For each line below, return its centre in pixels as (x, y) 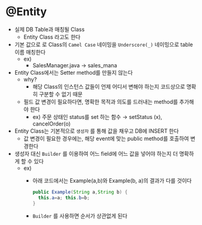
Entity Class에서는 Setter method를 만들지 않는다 (73, 72)
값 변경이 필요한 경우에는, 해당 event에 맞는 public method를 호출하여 (106, 138)
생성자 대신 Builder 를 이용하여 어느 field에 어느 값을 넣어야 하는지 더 (96, 153)
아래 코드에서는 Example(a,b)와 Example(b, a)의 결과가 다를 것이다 (112, 180)
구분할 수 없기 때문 (61, 94)
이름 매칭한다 (30, 52)
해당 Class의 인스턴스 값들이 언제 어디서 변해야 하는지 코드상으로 (109, 86)
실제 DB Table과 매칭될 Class (50, 29)
